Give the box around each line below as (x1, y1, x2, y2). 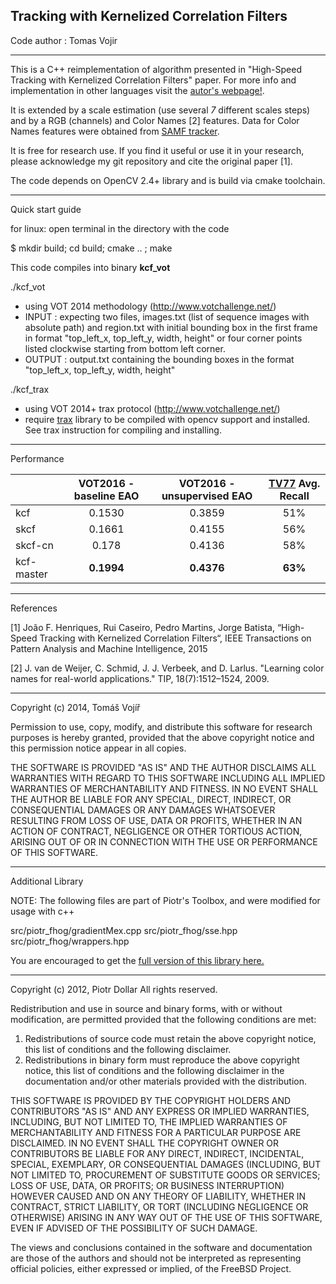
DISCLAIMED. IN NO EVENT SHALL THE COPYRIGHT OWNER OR (10, 1137, 280, 1149)
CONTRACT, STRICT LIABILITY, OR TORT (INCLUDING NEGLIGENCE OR (10, 1200, 309, 1213)
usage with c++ (10, 905, 75, 917)
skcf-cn (15, 538, 54, 552)
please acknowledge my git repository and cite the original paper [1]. (10, 155, 293, 167)
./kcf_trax (10, 383, 50, 395)
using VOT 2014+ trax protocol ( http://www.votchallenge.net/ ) (24, 402, 281, 414)
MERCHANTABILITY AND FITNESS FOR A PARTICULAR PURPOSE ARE (10, 1126, 302, 1138)
